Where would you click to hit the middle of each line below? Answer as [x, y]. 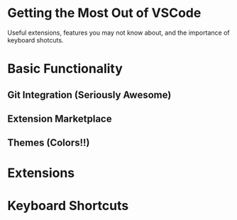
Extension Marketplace [60, 118]
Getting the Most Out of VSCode [104, 13]
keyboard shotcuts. [35, 40]
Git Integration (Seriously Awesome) [89, 94]
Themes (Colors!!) [49, 143]
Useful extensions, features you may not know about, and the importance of [118, 33]
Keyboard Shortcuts [68, 205]
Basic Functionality [65, 69]
